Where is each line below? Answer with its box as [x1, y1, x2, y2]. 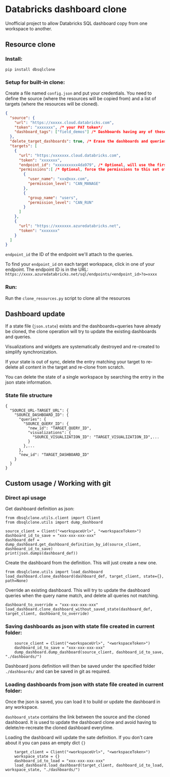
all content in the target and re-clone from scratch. [19, 364, 125, 370]
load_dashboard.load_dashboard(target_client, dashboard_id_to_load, [14, 762, 164, 768]
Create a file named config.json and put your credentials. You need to [5, 90, 152, 96]
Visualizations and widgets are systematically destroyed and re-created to [5, 344, 160, 350]
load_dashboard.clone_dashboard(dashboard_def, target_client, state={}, [5, 574, 164, 579]
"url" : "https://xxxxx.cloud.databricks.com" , [14, 120, 114, 125]
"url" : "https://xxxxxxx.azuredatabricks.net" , [18, 223, 121, 228]
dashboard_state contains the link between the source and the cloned [5, 714, 150, 720]
